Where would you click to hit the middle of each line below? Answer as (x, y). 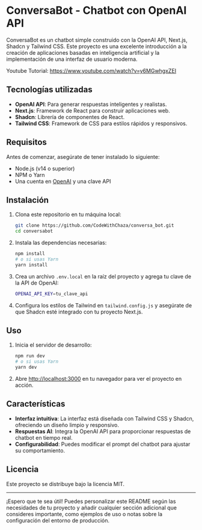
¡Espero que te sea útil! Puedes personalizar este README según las (91, 501)
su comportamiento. (40, 450)
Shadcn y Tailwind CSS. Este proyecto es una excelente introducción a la (96, 46)
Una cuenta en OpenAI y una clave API (63, 181)
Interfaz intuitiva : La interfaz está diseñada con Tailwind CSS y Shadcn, (104, 418)
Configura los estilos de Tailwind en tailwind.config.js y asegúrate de (103, 305)
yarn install (31, 265)
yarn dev (26, 368)
